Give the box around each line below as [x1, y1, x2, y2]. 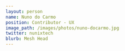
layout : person [5, 8, 43, 15]
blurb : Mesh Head [5, 36, 48, 42]
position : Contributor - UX [5, 19, 75, 25]
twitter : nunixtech [5, 30, 54, 36]
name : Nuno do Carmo [5, 14, 57, 20]
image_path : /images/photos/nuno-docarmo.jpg [5, 25, 119, 31]
